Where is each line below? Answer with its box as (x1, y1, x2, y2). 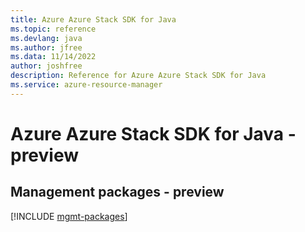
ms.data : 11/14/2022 (10, 52, 97, 62)
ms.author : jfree (10, 42, 83, 53)
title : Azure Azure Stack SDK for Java (10, 14, 177, 25)
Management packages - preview (10, 184, 225, 201)
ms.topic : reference (10, 24, 97, 34)
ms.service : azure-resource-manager (10, 80, 163, 90)
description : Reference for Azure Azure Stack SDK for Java (10, 71, 267, 81)
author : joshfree (10, 61, 83, 71)
